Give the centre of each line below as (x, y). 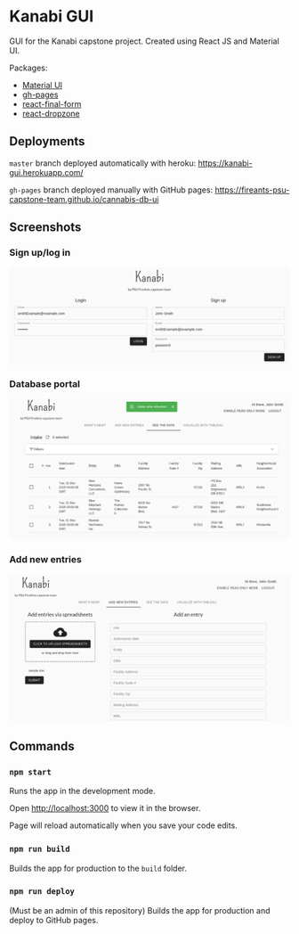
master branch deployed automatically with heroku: (103, 163)
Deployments (47, 141)
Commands (42, 746)
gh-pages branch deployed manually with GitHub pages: (111, 190)
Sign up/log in (40, 253)
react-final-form (52, 103)
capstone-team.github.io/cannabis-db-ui (84, 199)
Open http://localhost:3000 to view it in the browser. (105, 808)
